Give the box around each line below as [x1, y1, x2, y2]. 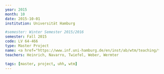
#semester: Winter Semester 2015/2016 [5, 30, 84, 35]
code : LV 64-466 [5, 39, 38, 44]
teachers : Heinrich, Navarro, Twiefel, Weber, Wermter [5, 52, 119, 57]
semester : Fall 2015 [5, 34, 47, 39]
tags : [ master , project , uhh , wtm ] [5, 61, 78, 66]
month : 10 [5, 12, 25, 17]
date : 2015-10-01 [5, 16, 41, 21]
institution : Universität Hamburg [5, 21, 76, 26]
